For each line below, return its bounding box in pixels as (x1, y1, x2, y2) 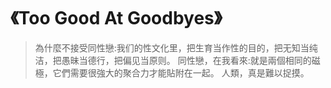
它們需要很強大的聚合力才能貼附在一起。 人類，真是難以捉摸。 (52, 66, 310, 79)
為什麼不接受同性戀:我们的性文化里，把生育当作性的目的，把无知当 (34, 41, 310, 54)
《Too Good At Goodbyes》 (10, 7, 223, 30)
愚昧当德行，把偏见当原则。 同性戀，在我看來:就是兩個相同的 (61, 54, 312, 66)
